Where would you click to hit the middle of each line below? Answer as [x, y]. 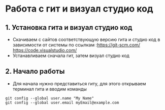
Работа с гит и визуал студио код [79, 9]
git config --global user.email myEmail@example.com [62, 102]
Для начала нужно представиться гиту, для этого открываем [79, 83]
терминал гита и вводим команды [50, 89]
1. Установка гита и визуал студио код [69, 27]
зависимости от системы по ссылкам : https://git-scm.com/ [76, 45]
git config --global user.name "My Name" [50, 98]
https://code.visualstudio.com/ [45, 50]
